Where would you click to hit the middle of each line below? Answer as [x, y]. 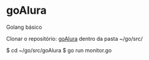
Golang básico [24, 27]
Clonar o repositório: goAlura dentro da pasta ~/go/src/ [74, 38]
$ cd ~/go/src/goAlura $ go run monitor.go [59, 50]
